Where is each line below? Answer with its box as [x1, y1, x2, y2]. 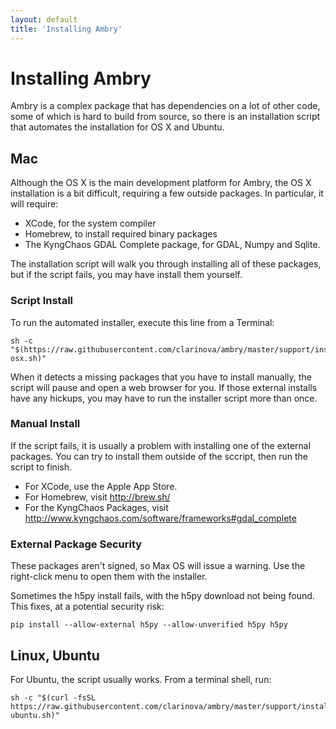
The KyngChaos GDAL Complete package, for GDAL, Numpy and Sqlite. [24, 239, 321, 251]
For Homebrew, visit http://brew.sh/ [24, 491, 171, 503]
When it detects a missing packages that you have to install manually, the [10, 371, 312, 383]
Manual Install [10, 417, 81, 431]
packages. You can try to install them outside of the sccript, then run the [10, 450, 308, 462]
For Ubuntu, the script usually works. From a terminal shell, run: [10, 673, 272, 685]
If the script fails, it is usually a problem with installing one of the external [10, 439, 312, 451]
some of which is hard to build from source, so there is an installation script [10, 111, 321, 123]
